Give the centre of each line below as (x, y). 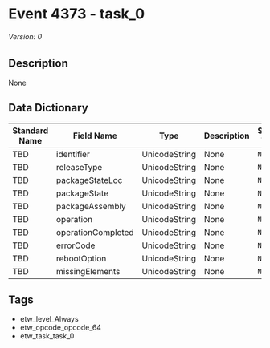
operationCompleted (95, 232)
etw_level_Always (49, 319)
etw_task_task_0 (47, 336)
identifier (73, 154)
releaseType (79, 167)
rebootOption (81, 258)
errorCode (76, 245)
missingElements (88, 271)
